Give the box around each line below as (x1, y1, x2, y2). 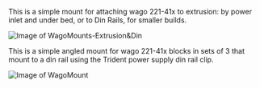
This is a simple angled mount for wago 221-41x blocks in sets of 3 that (8, 46, 245, 55)
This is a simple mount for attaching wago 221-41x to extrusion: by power (8, 7, 253, 16)
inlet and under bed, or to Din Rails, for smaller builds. (8, 15, 187, 25)
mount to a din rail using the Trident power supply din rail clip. (8, 55, 214, 64)
